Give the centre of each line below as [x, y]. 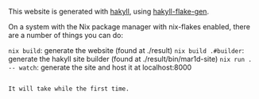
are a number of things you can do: [66, 35]
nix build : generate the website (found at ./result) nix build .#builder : [126, 50]
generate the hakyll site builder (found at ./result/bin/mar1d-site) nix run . [130, 59]
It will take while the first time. [69, 89]
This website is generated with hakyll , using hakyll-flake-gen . [108, 11]
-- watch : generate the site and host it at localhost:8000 [100, 67]
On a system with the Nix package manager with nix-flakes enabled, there [129, 27]
